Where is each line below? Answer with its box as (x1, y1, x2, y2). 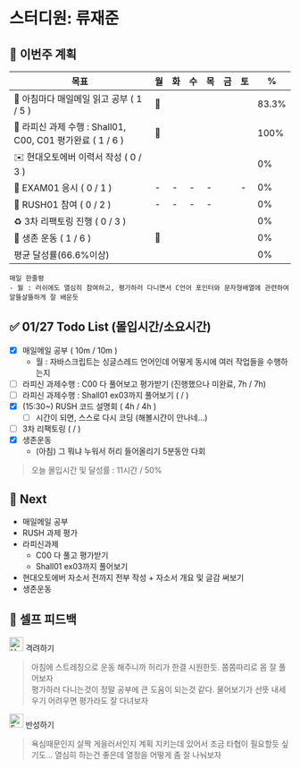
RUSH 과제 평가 (21, 527, 79, 538)
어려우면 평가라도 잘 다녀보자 (47, 695, 149, 705)
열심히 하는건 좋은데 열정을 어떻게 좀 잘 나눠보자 (54, 749, 221, 760)
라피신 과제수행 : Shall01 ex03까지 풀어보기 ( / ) (21, 389, 189, 400)
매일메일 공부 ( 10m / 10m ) (21, 345, 118, 355)
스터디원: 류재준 (9, 8, 120, 29)
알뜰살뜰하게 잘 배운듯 (9, 293, 79, 302)
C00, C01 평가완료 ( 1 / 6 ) (13, 134, 125, 146)
